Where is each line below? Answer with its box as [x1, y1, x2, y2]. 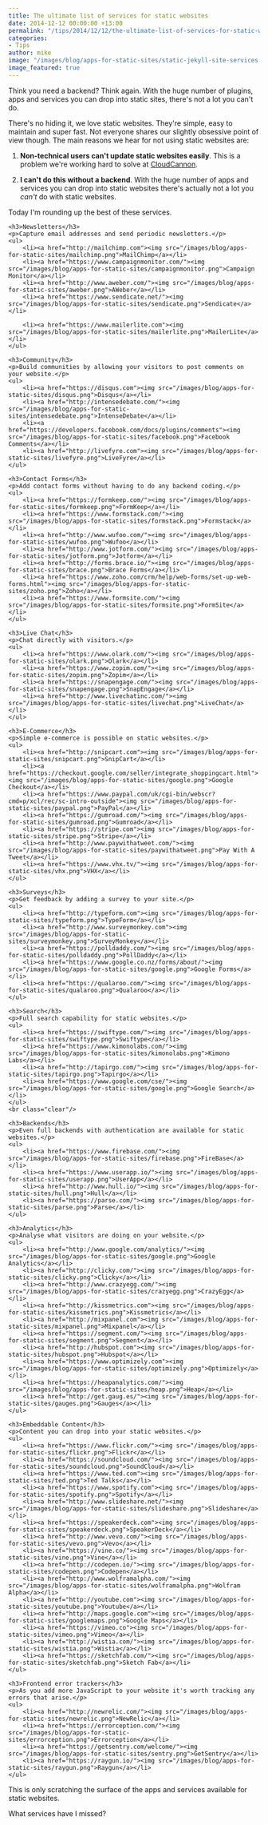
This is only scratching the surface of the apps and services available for [8, 1784, 247, 1794]
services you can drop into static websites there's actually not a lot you [19, 183, 254, 193]
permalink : [8, 26, 45, 34]
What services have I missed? [8, 1808, 106, 1818]
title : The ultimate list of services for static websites [8, 11, 209, 20]
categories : [8, 34, 48, 42]
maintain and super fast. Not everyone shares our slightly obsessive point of [8, 126, 259, 136]
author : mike [8, 49, 52, 57]
